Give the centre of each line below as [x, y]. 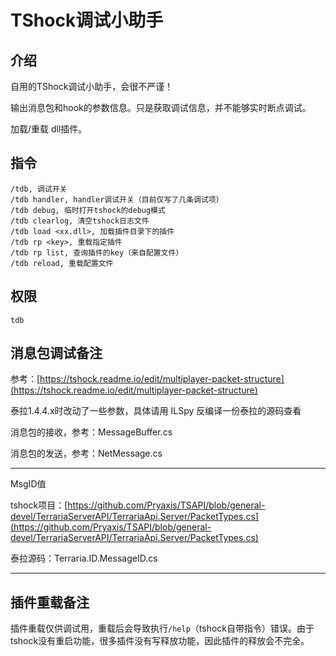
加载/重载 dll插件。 [49, 129]
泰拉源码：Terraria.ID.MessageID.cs [84, 558]
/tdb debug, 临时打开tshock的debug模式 [88, 210]
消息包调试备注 [56, 353]
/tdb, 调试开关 [39, 189]
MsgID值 [28, 484]
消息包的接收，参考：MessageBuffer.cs [91, 432]
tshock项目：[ [39, 505]
